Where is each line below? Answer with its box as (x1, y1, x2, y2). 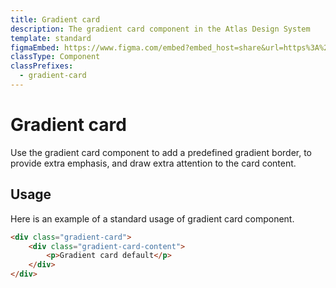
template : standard (10, 33, 92, 43)
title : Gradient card (10, 14, 101, 25)
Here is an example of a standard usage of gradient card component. (10, 212, 295, 225)
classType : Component (10, 52, 101, 62)
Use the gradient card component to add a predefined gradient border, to (10, 146, 313, 158)
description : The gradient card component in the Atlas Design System (10, 24, 311, 34)
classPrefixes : (10, 61, 74, 71)
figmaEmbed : (10, 42, 60, 53)
